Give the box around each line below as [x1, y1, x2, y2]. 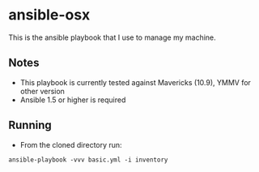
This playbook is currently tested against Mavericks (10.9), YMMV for [19, 77, 251, 87]
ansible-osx [8, 6, 91, 24]
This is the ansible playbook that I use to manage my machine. [8, 32, 216, 42]
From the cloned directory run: [19, 140, 123, 149]
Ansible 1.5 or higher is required [19, 95, 126, 105]
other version [19, 86, 65, 96]
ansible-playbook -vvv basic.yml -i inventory [8, 156, 168, 164]
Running [8, 118, 53, 132]
